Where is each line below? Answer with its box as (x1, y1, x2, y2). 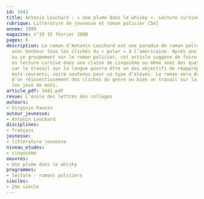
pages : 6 (6, 37, 29, 43)
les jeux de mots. (12, 83, 59, 89)
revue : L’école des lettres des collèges (6, 93, 113, 99)
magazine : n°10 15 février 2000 (6, 32, 88, 38)
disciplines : (6, 122, 39, 128)
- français (6, 127, 34, 133)
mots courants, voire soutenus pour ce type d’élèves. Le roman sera (12, 71, 191, 77)
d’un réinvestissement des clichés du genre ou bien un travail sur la (12, 76, 197, 83)
